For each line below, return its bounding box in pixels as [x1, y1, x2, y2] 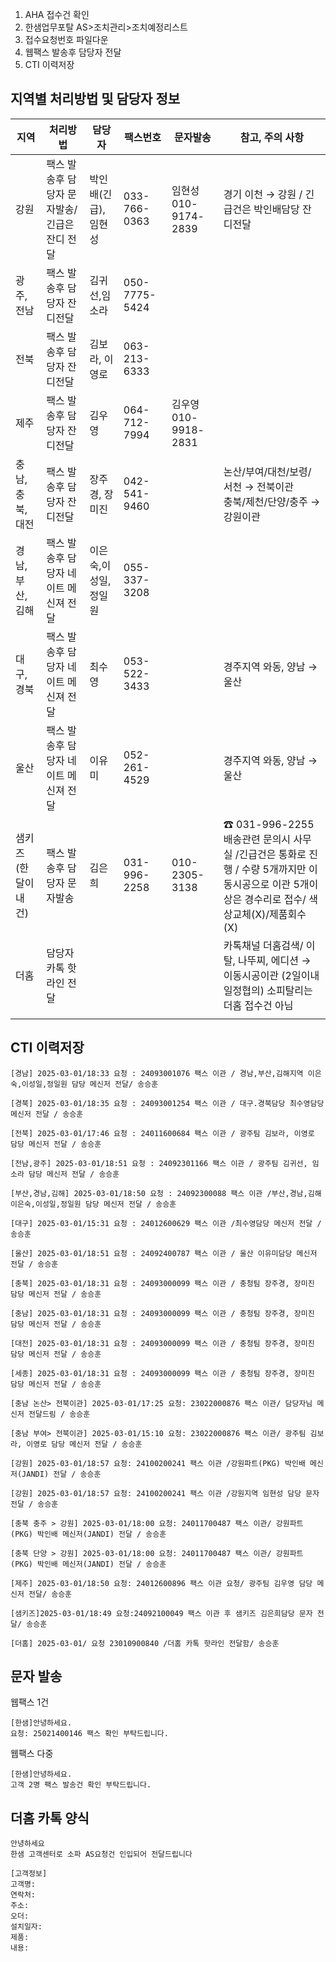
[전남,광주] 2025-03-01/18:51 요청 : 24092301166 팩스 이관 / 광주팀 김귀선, [10, 1158, 308, 1168]
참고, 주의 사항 [239, 130, 304, 144]
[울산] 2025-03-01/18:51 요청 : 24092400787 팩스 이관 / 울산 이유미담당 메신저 [10, 1248, 318, 1258]
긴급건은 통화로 [238, 847, 307, 861]
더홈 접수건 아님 [223, 998, 294, 1012]
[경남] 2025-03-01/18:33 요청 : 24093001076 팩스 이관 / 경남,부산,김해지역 [10, 1068, 304, 1078]
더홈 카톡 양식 [10, 1809, 90, 1827]
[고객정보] [10, 1869, 48, 1879]
